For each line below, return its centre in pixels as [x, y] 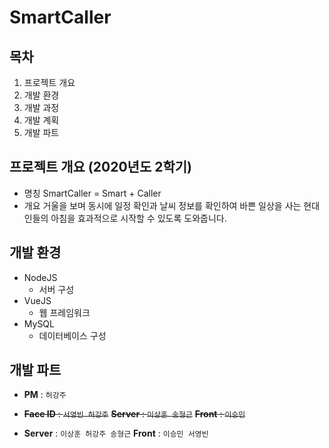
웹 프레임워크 [64, 312]
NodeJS [40, 277]
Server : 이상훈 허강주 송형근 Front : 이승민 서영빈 [116, 433]
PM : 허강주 [45, 395]
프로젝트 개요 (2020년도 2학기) [100, 167]
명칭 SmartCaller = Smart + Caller [92, 193]
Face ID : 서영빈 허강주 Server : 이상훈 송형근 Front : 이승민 [134, 414]
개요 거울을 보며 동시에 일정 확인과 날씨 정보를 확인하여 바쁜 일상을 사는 [162, 205]
